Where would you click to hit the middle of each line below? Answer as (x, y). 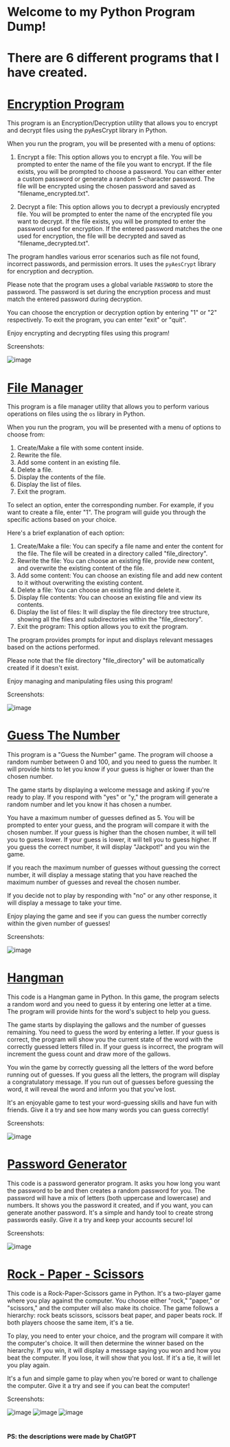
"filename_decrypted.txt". (53, 243)
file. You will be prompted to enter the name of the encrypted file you (115, 214)
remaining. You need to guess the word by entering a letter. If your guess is (113, 1032)
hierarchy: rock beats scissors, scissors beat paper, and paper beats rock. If (115, 1315)
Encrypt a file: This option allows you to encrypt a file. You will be (110, 157)
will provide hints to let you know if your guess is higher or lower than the (111, 769)
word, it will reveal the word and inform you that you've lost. (92, 1090)
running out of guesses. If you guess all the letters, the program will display (114, 1075)
